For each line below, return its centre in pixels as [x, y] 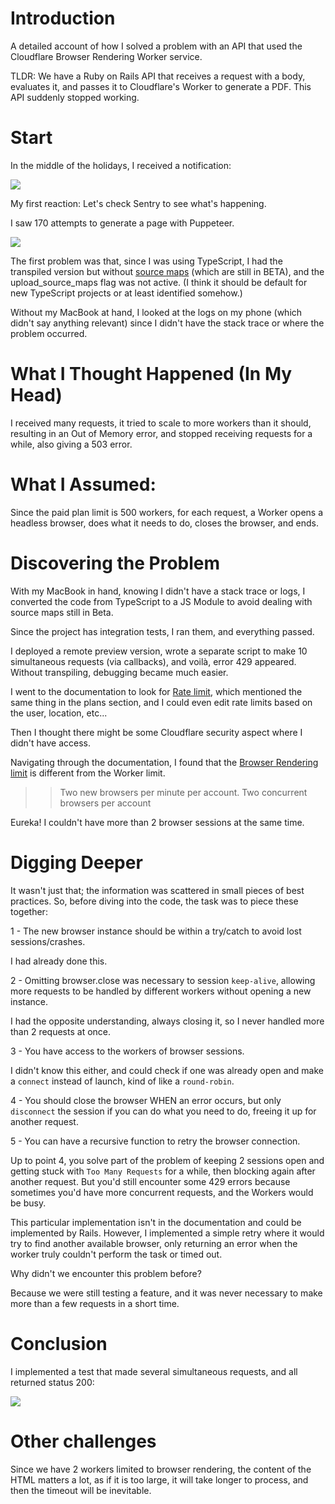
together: [29, 911]
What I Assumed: [83, 484]
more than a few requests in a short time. [95, 1303]
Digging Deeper [76, 862]
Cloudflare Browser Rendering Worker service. [106, 56]
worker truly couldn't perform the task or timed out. [116, 1254]
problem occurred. [49, 333]
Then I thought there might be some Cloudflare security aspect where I [156, 732]
